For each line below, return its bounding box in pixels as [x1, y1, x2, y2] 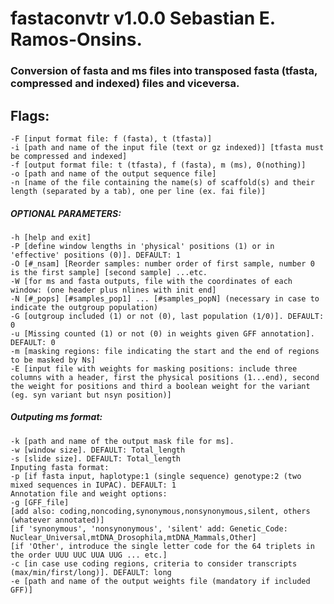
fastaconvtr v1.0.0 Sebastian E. [10, 7, 276, 30]
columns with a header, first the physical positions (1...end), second [10, 372, 320, 382]
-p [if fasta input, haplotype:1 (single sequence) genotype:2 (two [10, 471, 302, 481]
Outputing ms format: [10, 411, 103, 423]
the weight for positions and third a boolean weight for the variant [10, 381, 311, 391]
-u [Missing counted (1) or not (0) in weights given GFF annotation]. [10, 328, 315, 339]
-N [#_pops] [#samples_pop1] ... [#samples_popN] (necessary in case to [10, 293, 320, 304]
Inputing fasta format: [10, 462, 110, 472]
